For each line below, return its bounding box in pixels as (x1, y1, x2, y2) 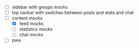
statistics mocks (19, 26, 53, 32)
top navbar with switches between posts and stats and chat (11, 10, 134, 16)
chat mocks (19, 32, 43, 38)
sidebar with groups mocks (11, 4, 68, 10)
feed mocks (19, 21, 44, 26)
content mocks (11, 15, 43, 21)
